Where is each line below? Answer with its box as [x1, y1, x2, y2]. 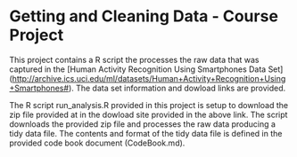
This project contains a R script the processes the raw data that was [9, 54, 260, 65]
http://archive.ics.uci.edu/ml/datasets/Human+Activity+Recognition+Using [12, 73, 286, 83]
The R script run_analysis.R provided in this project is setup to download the [9, 99, 288, 110]
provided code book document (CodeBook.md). [9, 137, 186, 148]
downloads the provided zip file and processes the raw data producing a [9, 118, 276, 130]
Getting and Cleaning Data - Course [9, 6, 279, 27]
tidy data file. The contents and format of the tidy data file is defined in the [9, 128, 283, 138]
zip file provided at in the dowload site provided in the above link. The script [9, 109, 288, 120]
